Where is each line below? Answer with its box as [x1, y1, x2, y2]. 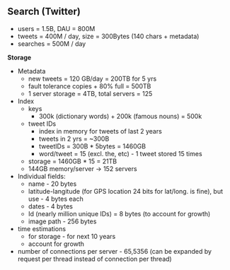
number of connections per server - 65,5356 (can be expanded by [17, 247, 212, 255]
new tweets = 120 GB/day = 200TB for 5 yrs [28, 74, 157, 83]
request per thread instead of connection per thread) [17, 254, 172, 263]
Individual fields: [17, 172, 66, 180]
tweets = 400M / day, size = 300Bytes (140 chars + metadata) [17, 32, 200, 40]
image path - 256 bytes [28, 217, 97, 225]
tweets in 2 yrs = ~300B [38, 134, 110, 143]
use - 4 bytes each [28, 194, 84, 203]
